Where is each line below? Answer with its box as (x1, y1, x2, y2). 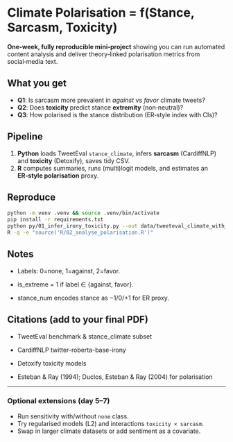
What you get (7, 78, 67, 90)
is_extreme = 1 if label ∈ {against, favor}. (17, 280, 134, 289)
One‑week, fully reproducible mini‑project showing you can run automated (7, 42, 225, 51)
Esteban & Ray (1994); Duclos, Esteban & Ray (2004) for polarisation (17, 373, 213, 381)
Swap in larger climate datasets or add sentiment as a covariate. (17, 427, 201, 435)
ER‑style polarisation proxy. (17, 171, 99, 180)
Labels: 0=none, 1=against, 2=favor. (17, 266, 120, 275)
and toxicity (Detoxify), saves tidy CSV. (17, 156, 130, 164)
